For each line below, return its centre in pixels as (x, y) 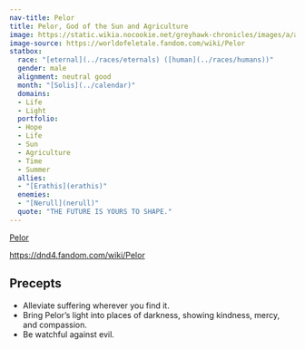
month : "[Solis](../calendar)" (77, 85)
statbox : (26, 52)
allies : (32, 178)
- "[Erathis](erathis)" (62, 187)
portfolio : (38, 119)
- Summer (34, 170)
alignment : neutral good (64, 77)
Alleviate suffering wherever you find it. (96, 305)
